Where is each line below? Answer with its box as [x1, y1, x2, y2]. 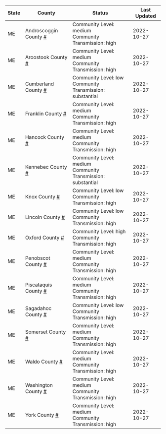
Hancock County [25, 134, 64, 140]
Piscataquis [25, 281, 52, 288]
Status [92, 9, 108, 16]
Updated [135, 12, 157, 19]
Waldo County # [25, 358, 63, 365]
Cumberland [25, 80, 54, 87]
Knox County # [25, 193, 60, 200]
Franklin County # [25, 110, 67, 117]
